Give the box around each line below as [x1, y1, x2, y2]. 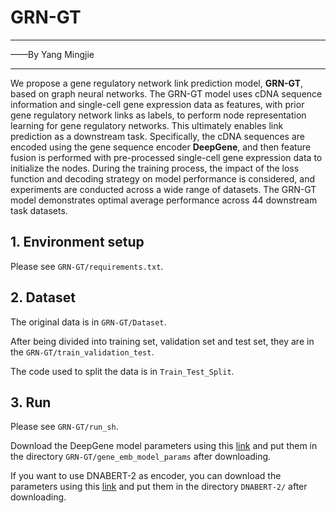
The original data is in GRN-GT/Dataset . [10, 316, 167, 328]
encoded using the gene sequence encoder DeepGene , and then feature [10, 141, 312, 153]
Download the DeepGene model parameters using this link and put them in [10, 440, 318, 452]
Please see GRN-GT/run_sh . [10, 421, 119, 433]
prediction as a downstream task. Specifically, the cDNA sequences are [10, 130, 305, 142]
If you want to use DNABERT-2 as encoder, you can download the [10, 470, 282, 482]
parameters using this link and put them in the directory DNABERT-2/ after [10, 481, 308, 493]
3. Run [10, 394, 52, 411]
